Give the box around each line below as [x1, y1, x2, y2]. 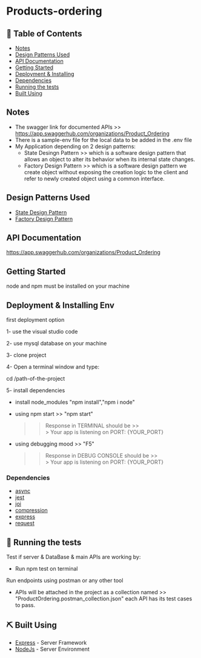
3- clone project [6, 351, 47, 359]
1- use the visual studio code [6, 328, 78, 335]
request [15, 520, 35, 527]
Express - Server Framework [15, 639, 87, 646]
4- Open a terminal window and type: [6, 363, 100, 371]
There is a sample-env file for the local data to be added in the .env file [15, 136, 193, 143]
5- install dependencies [6, 387, 65, 394]
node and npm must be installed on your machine [6, 282, 130, 290]
